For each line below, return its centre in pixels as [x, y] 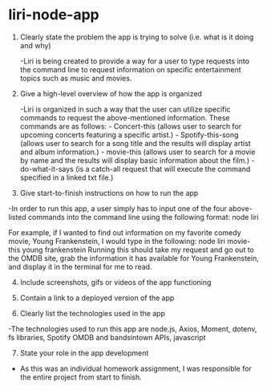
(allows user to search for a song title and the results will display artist [135, 143]
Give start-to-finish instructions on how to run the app [109, 193]
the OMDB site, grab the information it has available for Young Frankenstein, [133, 258]
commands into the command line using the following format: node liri [143, 217]
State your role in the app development [84, 353]
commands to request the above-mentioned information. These [125, 117]
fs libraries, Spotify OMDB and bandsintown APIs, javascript [107, 337]
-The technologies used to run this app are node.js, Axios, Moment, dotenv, [133, 329]
